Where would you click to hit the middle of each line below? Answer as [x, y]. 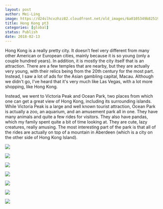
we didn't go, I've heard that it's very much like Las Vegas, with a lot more [79, 81]
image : [12, 18]
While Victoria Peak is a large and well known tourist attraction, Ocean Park [80, 106]
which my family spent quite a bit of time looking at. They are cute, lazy [76, 122]
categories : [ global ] [27, 28]
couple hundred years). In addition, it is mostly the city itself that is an [74, 61]
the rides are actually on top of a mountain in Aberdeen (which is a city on [79, 132]
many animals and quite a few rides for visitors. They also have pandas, [76, 117]
